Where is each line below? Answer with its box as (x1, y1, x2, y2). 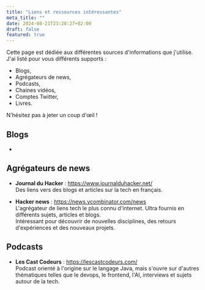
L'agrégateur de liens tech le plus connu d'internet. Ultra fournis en (15, 204, 185, 212)
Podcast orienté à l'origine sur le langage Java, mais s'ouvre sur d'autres (15, 264, 199, 272)
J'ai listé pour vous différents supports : (6, 55, 107, 63)
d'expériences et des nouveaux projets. (15, 224, 116, 231)
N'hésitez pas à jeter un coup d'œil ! (6, 112, 98, 119)
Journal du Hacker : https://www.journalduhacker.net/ (15, 179, 153, 187)
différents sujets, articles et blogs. (15, 211, 101, 218)
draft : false (6, 26, 40, 32)
